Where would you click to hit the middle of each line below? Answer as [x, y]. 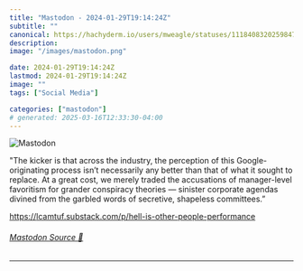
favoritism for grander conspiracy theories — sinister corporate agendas [144, 190]
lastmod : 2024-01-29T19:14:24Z [68, 76]
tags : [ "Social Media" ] [54, 93]
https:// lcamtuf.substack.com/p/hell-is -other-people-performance [133, 217]
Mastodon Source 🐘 [46, 237]
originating [29, 170]
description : [34, 43]
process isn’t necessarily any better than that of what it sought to [172, 170]
